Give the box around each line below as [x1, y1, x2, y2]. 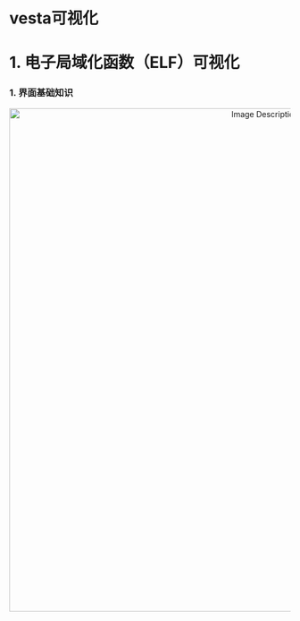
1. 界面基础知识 [9, 87, 74, 99]
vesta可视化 [9, 8, 99, 29]
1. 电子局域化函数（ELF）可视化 [9, 53, 240, 72]
